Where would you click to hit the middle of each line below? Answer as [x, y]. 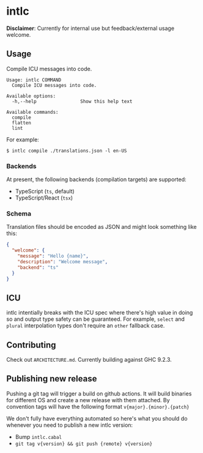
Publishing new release [52, 379]
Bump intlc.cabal [39, 436]
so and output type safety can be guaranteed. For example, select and [96, 319]
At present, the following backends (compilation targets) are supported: [96, 179]
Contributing [31, 345]
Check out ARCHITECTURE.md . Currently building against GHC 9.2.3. [89, 360]
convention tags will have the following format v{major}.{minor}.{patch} [98, 406]
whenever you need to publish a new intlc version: [70, 425]
